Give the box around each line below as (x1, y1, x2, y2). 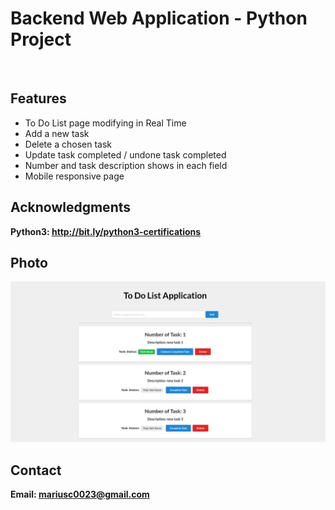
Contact (10, 462, 62, 479)
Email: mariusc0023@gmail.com (10, 488, 150, 501)
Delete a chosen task (24, 138, 112, 150)
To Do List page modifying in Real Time (24, 117, 187, 129)
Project (10, 28, 72, 51)
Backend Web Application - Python (10, 7, 308, 30)
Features (10, 90, 67, 107)
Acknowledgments (10, 199, 132, 216)
